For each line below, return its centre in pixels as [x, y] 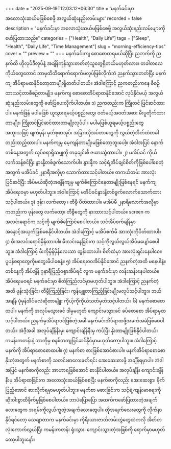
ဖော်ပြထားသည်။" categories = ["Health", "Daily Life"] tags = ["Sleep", [78, 38]
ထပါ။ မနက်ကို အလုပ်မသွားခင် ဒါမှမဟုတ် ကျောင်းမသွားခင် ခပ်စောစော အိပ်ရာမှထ [86, 311]
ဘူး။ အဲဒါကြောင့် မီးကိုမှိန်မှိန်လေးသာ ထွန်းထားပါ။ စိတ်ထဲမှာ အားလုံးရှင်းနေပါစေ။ [84, 251]
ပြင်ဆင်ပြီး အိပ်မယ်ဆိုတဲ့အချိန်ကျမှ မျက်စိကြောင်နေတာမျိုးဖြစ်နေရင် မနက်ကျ [81, 182]
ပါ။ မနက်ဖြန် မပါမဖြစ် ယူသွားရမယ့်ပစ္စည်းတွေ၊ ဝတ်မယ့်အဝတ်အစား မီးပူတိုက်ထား [85, 113]
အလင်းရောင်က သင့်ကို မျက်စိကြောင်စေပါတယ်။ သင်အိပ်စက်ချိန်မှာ [71, 222]
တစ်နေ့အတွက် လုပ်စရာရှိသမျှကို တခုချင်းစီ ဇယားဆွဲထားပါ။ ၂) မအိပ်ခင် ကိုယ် [81, 152]
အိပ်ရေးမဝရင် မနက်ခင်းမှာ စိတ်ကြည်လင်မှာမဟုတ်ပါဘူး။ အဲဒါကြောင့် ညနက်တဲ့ [82, 281]
